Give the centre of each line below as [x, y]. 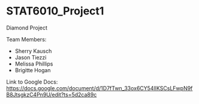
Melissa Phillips [34, 64]
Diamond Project [27, 28]
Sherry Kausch [33, 51]
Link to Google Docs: [32, 82]
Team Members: [26, 39]
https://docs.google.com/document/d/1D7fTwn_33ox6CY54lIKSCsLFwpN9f [99, 88]
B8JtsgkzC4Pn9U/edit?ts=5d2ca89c [52, 94]
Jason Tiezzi [31, 57]
